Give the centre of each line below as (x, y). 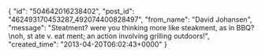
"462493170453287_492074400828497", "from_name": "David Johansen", (130, 19)
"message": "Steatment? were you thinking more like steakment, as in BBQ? (131, 28)
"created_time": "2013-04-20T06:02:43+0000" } (88, 44)
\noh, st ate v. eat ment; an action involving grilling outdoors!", (109, 36)
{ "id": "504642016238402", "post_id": (71, 11)
